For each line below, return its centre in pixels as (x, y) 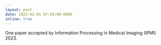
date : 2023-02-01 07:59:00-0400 (39, 14)
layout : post (19, 10)
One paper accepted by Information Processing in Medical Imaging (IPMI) (80, 33)
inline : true (19, 19)
